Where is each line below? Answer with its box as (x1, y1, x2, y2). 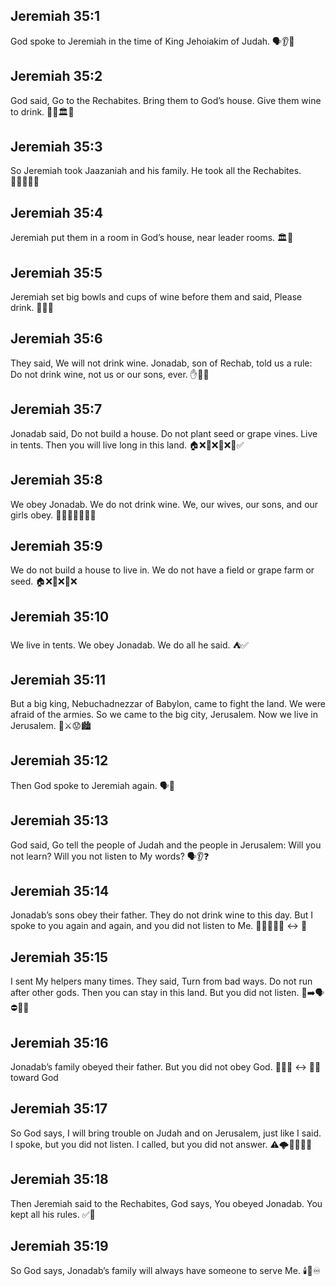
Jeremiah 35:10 (10, 608, 110, 625)
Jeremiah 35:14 (10, 882, 110, 899)
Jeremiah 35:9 (10, 537, 103, 554)
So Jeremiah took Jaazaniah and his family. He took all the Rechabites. (10, 165, 302, 177)
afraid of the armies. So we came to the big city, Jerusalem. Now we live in (10, 708, 319, 720)
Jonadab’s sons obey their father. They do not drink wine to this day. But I (10, 909, 314, 921)
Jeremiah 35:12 (10, 752, 109, 769)
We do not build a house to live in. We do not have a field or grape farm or (10, 564, 315, 576)
